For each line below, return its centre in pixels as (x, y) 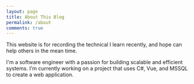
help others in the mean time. (42, 51)
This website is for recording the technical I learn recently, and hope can (94, 45)
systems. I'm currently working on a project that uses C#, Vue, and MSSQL (97, 69)
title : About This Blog (35, 17)
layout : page (22, 11)
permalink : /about (29, 22)
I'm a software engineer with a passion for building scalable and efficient (94, 62)
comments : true (25, 28)
